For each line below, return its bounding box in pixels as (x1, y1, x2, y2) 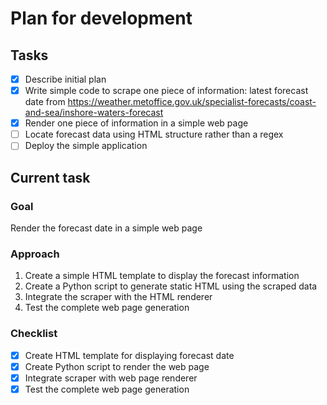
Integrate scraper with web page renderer (24, 372, 198, 384)
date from (24, 96, 66, 108)
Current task (10, 169, 91, 186)
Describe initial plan (24, 73, 107, 85)
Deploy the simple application (24, 140, 148, 152)
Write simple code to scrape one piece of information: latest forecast (24, 85, 309, 97)
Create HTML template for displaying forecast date (24, 349, 235, 361)
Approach (10, 247, 60, 261)
